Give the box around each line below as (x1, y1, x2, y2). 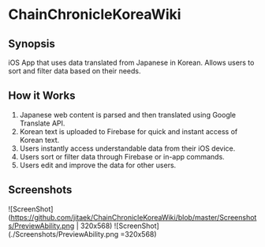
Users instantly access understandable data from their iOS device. (19, 144, 236, 153)
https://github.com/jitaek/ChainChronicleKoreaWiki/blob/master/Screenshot (10, 212, 257, 222)
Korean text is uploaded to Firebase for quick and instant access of (19, 126, 238, 136)
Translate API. (19, 118, 65, 128)
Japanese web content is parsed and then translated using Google (19, 110, 237, 119)
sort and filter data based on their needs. (8, 66, 141, 76)
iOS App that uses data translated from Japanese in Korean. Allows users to (8, 58, 255, 67)
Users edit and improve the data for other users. (19, 160, 177, 170)
